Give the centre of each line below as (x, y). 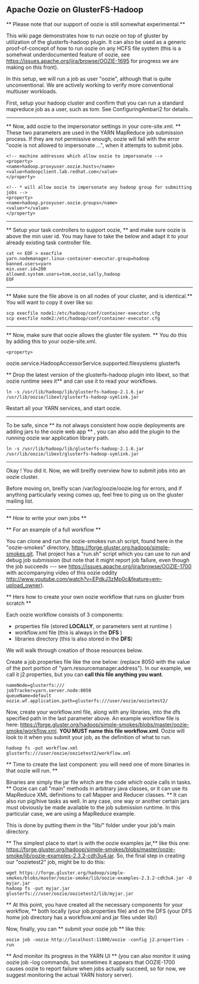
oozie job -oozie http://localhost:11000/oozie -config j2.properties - (98, 939)
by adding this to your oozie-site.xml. (52, 341)
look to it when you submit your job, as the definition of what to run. (89, 737)
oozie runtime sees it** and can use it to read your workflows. (82, 381)
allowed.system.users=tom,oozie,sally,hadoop (63, 274)
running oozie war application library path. (58, 438)
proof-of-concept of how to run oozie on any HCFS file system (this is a (94, 48)
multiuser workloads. (32, 91)
